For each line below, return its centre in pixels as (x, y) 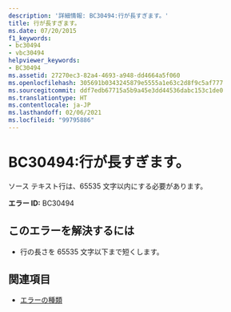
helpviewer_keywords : (44, 61)
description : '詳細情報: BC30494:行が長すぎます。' (89, 16)
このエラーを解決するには (71, 231)
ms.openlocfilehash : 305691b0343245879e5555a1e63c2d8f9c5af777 (116, 83)
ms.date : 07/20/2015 (43, 30)
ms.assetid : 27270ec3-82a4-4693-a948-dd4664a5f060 (94, 75)
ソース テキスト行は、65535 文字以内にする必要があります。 (108, 186)
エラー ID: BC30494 (41, 203)
